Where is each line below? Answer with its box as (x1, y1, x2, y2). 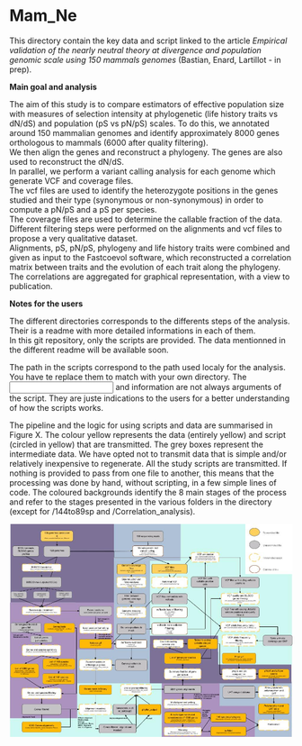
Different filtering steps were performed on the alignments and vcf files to (9, 223, 282, 234)
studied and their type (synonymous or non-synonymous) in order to (9, 195, 263, 205)
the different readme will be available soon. (9, 344, 169, 355)
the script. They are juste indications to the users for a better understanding (9, 393, 290, 404)
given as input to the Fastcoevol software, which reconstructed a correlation (9, 251, 292, 262)
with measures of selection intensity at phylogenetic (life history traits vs (9, 108, 279, 119)
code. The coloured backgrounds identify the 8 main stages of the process (9, 487, 288, 497)
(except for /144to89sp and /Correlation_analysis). (9, 505, 196, 516)
